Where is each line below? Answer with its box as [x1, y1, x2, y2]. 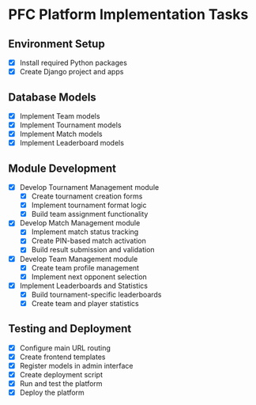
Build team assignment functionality [31, 210, 149, 219]
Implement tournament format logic [31, 200, 147, 210]
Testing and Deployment [8, 322, 132, 335]
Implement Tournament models [19, 120, 122, 130]
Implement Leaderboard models [19, 138, 125, 148]
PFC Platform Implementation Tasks [8, 6, 249, 24]
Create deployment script [19, 369, 103, 379]
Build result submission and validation [31, 245, 156, 255]
